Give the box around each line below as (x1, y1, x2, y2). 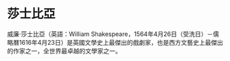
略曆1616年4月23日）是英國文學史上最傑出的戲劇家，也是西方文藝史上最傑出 (7, 38, 223, 46)
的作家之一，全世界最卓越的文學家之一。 (7, 47, 122, 55)
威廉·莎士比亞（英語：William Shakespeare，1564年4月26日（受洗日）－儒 (7, 30, 220, 38)
